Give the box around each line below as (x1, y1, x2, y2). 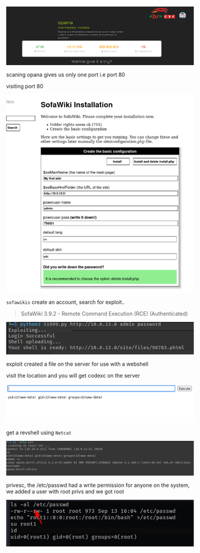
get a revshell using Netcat (6, 429, 72, 436)
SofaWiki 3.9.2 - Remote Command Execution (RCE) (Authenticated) (20, 310, 189, 317)
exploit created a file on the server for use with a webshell (6, 360, 149, 367)
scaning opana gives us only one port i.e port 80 (6, 71, 126, 78)
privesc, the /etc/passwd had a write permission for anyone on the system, (6, 481, 190, 489)
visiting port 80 (6, 83, 43, 89)
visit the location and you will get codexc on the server (6, 372, 140, 379)
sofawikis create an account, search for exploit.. (6, 298, 125, 305)
